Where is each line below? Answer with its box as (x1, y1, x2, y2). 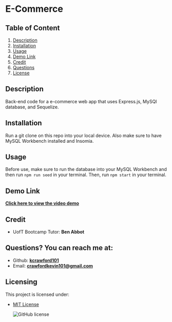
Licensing (5, 278, 37, 287)
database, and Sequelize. (5, 104, 59, 110)
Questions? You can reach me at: (5, 243, 113, 252)
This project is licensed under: (5, 291, 69, 297)
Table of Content (5, 24, 60, 32)
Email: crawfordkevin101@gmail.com (12, 262, 93, 269)
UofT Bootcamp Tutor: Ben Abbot (12, 229, 85, 235)
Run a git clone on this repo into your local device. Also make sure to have (5, 132, 162, 139)
